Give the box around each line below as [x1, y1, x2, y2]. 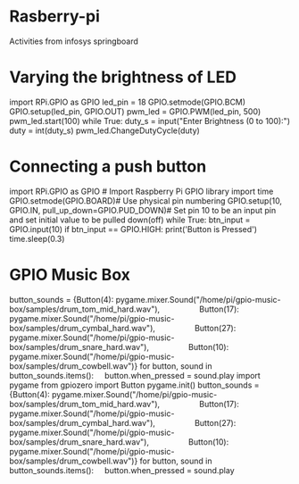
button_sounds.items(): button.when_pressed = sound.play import [9, 370, 261, 380]
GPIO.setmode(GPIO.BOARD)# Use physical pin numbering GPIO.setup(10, [9, 195, 283, 206]
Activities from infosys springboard [9, 36, 138, 46]
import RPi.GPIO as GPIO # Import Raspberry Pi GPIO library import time [9, 186, 274, 196]
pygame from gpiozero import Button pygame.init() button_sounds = [9, 380, 261, 390]
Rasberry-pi [9, 6, 101, 27]
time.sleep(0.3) [9, 233, 65, 244]
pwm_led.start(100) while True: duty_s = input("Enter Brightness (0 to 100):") [9, 115, 291, 126]
